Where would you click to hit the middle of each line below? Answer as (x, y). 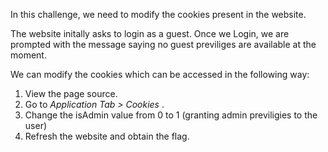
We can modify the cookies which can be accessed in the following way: (160, 74)
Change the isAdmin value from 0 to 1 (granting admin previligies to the (171, 115)
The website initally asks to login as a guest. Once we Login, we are (150, 33)
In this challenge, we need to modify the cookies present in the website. (158, 14)
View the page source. (71, 93)
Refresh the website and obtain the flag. (107, 136)
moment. (28, 55)
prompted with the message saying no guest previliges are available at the (163, 44)
